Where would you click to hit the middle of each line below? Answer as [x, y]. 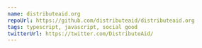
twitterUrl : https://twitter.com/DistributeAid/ [80, 34]
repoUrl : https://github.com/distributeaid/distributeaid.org [101, 20]
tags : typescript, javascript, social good [73, 27]
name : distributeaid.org [44, 14]
